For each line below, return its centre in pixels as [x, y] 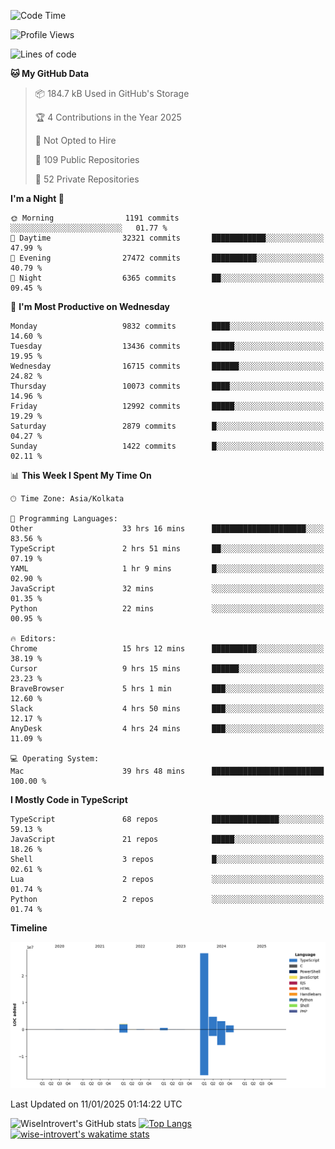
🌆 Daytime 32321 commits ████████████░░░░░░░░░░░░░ [167, 238]
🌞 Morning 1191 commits [95, 218]
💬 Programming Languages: [64, 519]
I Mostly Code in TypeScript [69, 799]
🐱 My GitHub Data [50, 73]
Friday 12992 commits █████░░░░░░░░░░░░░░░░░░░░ [167, 406]
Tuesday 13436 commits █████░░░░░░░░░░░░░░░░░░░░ [167, 346]
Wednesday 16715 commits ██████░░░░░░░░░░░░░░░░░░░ [167, 366]
